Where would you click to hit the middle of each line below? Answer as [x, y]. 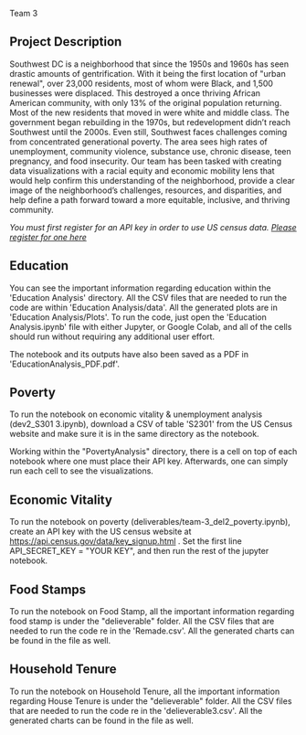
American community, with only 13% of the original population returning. [146, 102]
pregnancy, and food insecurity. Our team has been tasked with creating [145, 161]
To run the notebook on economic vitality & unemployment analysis [136, 414]
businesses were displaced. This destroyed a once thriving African [135, 93]
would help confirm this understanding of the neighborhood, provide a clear [152, 180]
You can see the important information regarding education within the [140, 288]
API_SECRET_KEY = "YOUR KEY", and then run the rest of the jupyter [139, 551]
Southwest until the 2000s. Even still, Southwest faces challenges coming [148, 132]
